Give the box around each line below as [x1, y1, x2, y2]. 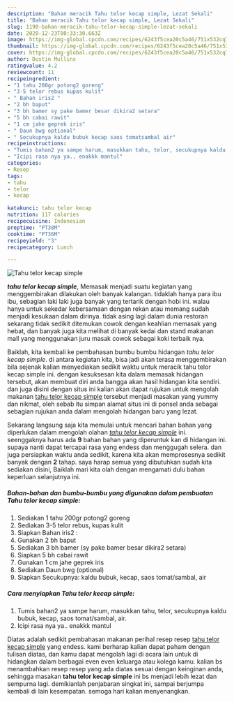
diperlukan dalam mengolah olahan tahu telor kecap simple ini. [7, 428, 187, 437]
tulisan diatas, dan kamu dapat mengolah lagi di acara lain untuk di [7, 650, 198, 659]
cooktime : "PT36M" [7, 231, 61, 237]
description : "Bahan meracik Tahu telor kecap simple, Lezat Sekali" [7, 10, 214, 17]
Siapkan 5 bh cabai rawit [17, 551, 88, 560]
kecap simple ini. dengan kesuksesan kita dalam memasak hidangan [7, 370, 203, 379]
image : [7, 36, 26, 43]
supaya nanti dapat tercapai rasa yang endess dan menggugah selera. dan [7, 443, 222, 451]
